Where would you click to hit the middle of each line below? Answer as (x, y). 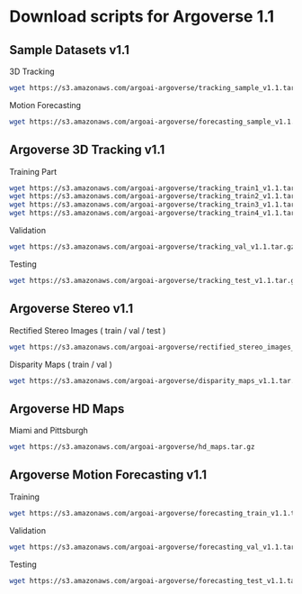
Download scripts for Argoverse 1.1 (142, 17)
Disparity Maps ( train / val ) (61, 364)
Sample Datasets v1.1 (70, 50)
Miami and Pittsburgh (49, 431)
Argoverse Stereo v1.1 (71, 309)
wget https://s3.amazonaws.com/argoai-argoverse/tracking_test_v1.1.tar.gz (154, 280)
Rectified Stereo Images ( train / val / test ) (88, 330)
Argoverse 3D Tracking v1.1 (87, 150)
